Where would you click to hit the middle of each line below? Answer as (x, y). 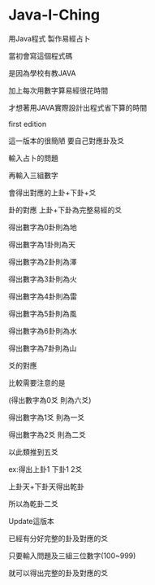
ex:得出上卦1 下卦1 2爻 (45, 469)
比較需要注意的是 (37, 382)
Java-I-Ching (54, 15)
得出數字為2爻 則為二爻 (47, 434)
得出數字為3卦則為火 (43, 279)
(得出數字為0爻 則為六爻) (50, 399)
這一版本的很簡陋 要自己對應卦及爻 (66, 141)
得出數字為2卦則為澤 (43, 261)
